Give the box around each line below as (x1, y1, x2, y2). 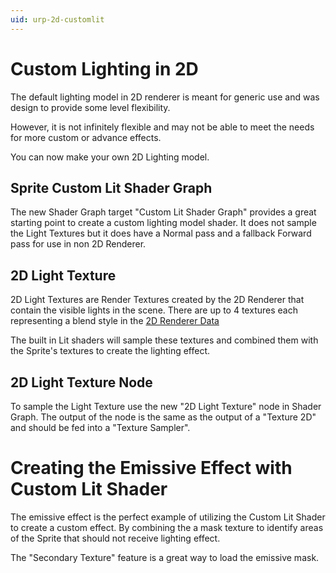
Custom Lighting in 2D (10, 57, 199, 80)
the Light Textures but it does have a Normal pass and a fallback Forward (10, 227, 312, 240)
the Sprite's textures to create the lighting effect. (10, 345, 211, 357)
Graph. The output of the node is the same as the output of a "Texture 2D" (10, 411, 317, 423)
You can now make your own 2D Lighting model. (10, 151, 210, 163)
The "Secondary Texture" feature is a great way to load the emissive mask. (10, 551, 320, 563)
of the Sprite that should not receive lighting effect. (10, 532, 221, 544)
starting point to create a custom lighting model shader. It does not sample (10, 217, 317, 229)
